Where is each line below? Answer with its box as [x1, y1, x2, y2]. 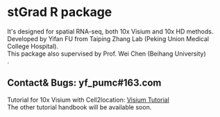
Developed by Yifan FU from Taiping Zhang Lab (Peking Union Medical [7, 34, 210, 42]
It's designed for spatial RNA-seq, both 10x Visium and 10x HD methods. [7, 27, 214, 36]
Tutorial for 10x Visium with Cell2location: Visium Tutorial [7, 95, 170, 104]
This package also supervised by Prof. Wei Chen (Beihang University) [7, 49, 206, 58]
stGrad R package [7, 4, 112, 20]
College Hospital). [7, 42, 59, 50]
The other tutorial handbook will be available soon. [7, 102, 152, 111]
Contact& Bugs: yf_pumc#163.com [7, 77, 162, 89]
